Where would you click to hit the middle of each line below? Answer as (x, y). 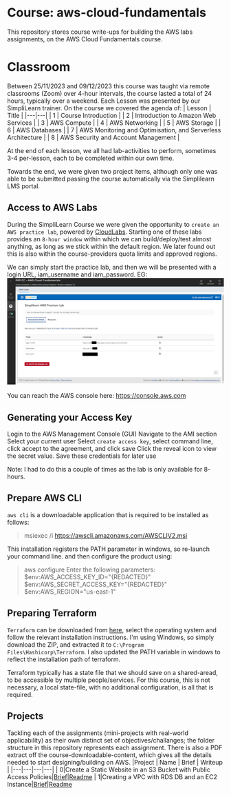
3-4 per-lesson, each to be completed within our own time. (91, 158)
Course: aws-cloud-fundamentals (107, 13)
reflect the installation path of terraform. (64, 659)
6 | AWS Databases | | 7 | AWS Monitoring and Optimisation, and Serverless (114, 130)
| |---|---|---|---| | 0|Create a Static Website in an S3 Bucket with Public (109, 769)
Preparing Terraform (52, 613)
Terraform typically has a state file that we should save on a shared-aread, (113, 672)
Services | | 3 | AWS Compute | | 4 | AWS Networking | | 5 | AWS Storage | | (114, 123)
